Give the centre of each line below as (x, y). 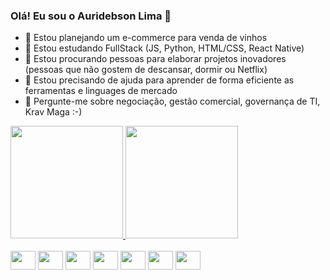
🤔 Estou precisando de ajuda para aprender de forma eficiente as (159, 80)
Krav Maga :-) (53, 112)
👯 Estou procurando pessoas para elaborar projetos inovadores (155, 59)
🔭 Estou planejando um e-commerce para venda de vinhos (146, 38)
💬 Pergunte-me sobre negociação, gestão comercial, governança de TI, (172, 101)
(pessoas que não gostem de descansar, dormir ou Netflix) (146, 70)
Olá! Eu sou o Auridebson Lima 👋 (91, 16)
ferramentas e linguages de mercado (101, 91)
